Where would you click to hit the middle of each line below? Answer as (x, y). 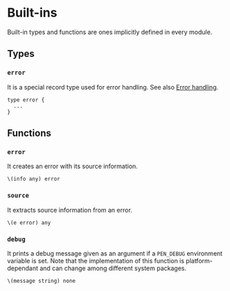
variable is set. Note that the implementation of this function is (96, 260)
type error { (26, 100)
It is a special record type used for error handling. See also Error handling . (113, 87)
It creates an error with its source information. (73, 166)
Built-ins (32, 13)
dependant (23, 268)
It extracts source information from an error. (70, 210)
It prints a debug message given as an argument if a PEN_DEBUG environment (115, 253)
